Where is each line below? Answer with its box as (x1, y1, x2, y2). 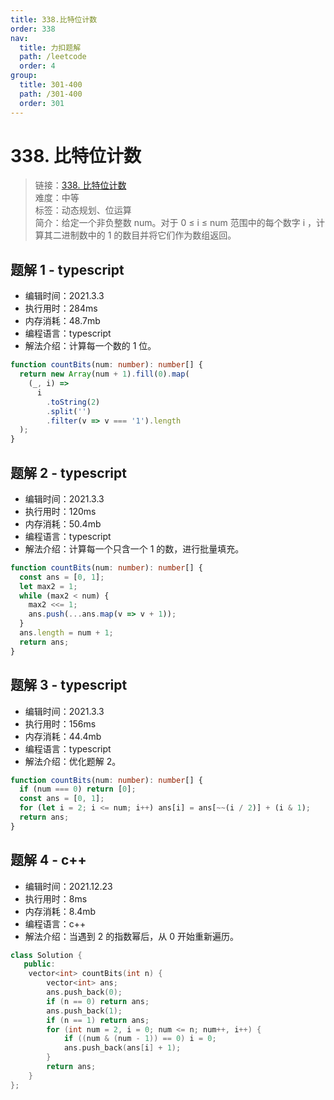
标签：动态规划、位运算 (34, 204, 132, 216)
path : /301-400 (19, 89, 83, 99)
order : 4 (19, 61, 56, 71)
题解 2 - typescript (10, 464, 127, 481)
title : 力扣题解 (19, 42, 82, 53)
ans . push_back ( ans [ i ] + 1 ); (63, 1043, 182, 1053)
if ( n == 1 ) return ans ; (46, 1015, 150, 1025)
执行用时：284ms (24, 302, 98, 315)
